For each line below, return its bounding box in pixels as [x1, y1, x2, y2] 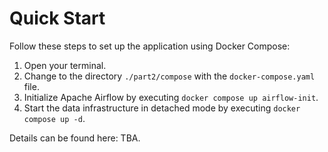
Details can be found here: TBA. [9, 132, 141, 144]
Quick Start [9, 7, 106, 30]
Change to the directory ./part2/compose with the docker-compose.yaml [23, 70, 316, 82]
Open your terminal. [23, 59, 107, 71]
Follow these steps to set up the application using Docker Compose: [9, 40, 291, 52]
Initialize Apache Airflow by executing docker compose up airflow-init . [23, 91, 319, 103]
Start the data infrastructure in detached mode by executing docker [23, 102, 301, 114]
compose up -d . [23, 112, 86, 124]
